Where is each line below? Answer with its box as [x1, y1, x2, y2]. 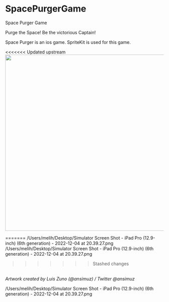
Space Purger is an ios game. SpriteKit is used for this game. [5, 39, 131, 45]
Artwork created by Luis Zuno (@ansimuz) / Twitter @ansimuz [5, 275, 135, 282]
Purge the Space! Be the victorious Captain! [5, 29, 96, 35]
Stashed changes [93, 260, 129, 267]
